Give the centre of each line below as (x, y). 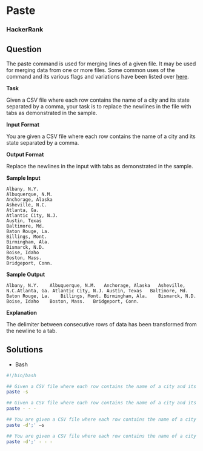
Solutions (25, 350)
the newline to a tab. (32, 331)
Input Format (23, 124)
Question (24, 49)
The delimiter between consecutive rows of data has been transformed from (101, 324)
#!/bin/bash (21, 375)
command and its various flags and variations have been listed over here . (98, 76)
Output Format (25, 154)
